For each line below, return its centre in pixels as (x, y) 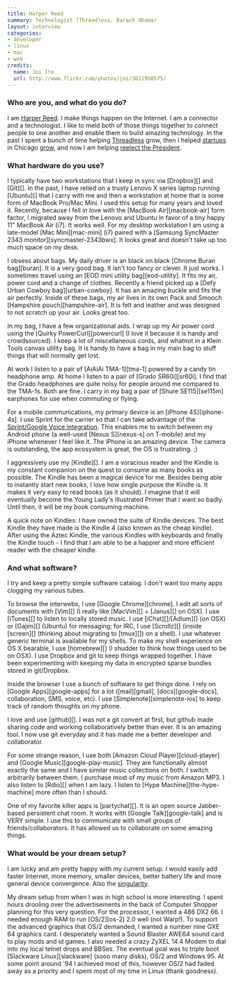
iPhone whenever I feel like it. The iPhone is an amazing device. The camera (117, 441)
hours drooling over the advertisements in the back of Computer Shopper (112, 904)
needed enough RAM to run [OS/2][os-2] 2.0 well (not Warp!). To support (112, 919)
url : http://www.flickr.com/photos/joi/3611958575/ (90, 78)
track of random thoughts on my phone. (64, 706)
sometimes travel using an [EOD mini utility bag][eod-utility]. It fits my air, (112, 275)
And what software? (42, 568)
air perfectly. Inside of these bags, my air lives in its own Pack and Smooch (115, 297)
